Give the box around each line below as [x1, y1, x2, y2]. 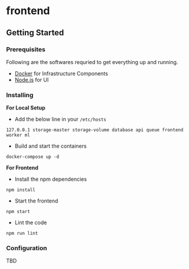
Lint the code [14, 219, 47, 226]
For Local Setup [6, 104, 45, 111]
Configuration [6, 244, 47, 253]
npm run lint [6, 231, 38, 237]
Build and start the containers [14, 142, 87, 150]
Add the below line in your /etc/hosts [14, 116, 106, 123]
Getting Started [6, 28, 64, 38]
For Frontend [6, 164, 38, 171]
